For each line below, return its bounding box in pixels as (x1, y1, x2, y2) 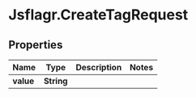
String (43, 75, 68, 86)
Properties (8, 38, 63, 52)
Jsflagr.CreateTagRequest (8, 6, 189, 24)
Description (75, 62, 122, 73)
